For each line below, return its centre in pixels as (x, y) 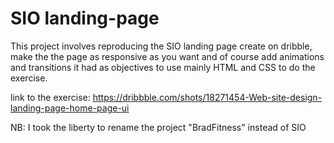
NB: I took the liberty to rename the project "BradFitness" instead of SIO (158, 127)
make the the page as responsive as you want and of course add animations (167, 56)
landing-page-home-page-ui (70, 108)
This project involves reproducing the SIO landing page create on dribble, (161, 46)
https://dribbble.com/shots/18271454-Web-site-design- (207, 97)
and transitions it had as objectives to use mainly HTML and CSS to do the (163, 67)
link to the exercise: (50, 97)
